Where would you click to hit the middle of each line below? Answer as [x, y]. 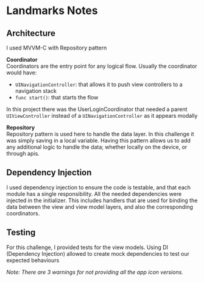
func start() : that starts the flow [57, 97]
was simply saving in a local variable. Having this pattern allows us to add [98, 140]
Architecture [31, 33]
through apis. [23, 154]
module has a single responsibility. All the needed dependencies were [94, 193]
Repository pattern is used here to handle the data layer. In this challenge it [100, 134]
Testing [21, 233]
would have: [22, 73]
